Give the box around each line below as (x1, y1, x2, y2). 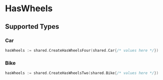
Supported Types (5, 22, 60, 31)
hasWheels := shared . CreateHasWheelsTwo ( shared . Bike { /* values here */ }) (5, 71, 159, 76)
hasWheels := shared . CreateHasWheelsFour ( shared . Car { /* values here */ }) (5, 48, 159, 53)
